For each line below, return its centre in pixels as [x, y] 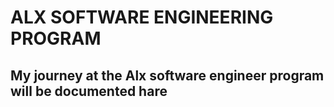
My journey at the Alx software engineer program [167, 75]
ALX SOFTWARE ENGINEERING [142, 17]
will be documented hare [89, 91]
